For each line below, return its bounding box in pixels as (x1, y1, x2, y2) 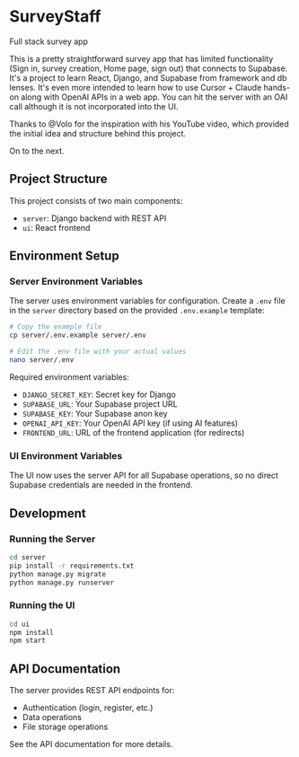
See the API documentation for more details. (9, 739, 173, 750)
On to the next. (9, 145, 65, 156)
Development (9, 506, 87, 521)
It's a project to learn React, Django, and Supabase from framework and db (9, 72, 287, 83)
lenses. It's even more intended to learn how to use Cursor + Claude (9, 82, 262, 92)
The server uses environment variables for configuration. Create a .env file (9, 295, 286, 306)
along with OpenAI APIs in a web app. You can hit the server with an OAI (21, 92, 288, 102)
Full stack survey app (9, 36, 88, 47)
